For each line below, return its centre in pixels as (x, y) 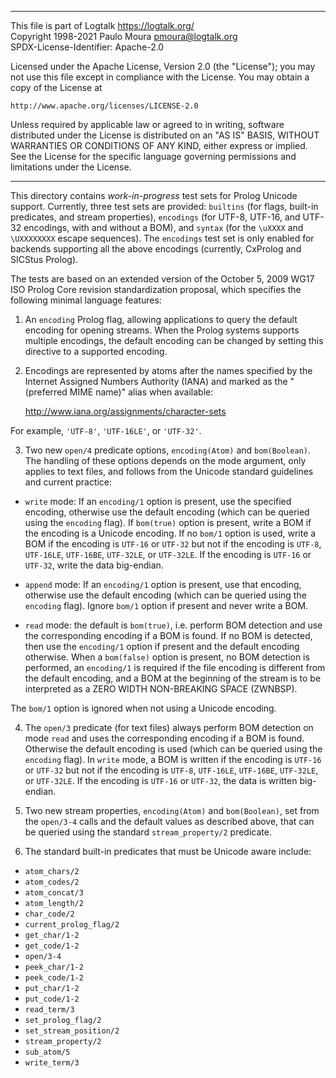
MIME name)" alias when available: (141, 392)
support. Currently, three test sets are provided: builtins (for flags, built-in (164, 206)
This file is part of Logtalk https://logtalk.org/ (102, 25)
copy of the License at (56, 87)
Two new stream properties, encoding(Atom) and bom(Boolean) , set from (172, 810)
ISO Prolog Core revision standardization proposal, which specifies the (156, 289)
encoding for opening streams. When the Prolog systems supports (162, 330)
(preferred (46, 392)
